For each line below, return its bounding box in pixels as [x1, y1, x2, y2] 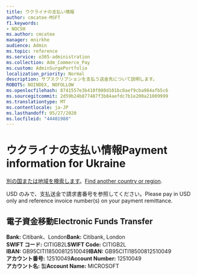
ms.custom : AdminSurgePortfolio [6, 65, 87, 71]
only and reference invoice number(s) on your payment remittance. [6, 197, 173, 204]
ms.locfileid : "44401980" [6, 115, 71, 121]
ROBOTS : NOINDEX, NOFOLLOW [6, 82, 74, 88]
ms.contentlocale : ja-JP [6, 104, 69, 111]
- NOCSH [6, 25, 26, 32]
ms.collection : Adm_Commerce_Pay [6, 59, 90, 65]
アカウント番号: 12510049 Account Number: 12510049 [6, 255, 142, 262]
